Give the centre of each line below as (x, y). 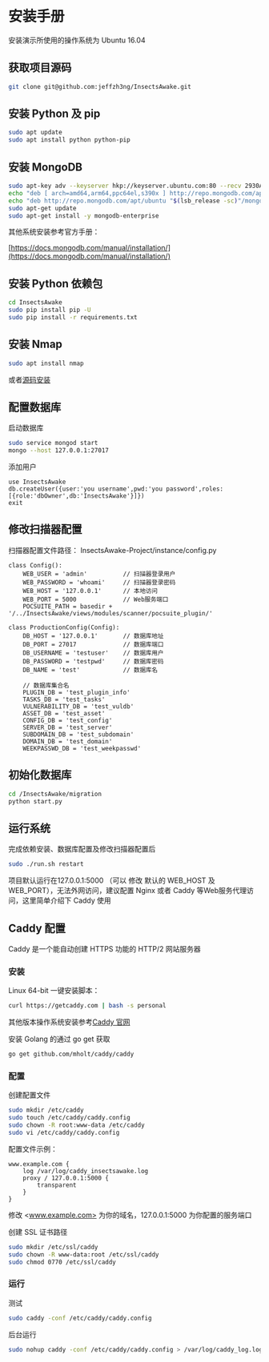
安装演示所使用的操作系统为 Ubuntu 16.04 (77, 40)
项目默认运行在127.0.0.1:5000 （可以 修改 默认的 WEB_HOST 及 (112, 880)
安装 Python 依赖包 (56, 284)
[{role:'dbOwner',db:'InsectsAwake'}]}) (77, 496)
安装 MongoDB (45, 167)
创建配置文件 (29, 1095)
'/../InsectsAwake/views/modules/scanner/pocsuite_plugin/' (111, 613)
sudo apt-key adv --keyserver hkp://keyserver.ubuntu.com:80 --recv (125, 186)
